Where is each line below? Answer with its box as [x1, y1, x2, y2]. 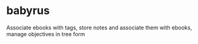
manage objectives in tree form [6, 30, 85, 37]
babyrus [6, 4, 50, 18]
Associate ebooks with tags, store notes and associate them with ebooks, [6, 24, 192, 31]
